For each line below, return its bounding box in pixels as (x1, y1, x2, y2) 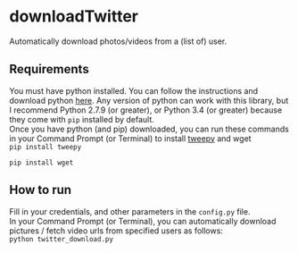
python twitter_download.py (9, 234, 114, 243)
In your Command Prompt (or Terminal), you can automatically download (9, 215, 277, 226)
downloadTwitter (9, 6, 138, 27)
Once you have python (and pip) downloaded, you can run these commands (9, 123, 290, 134)
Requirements (9, 62, 89, 77)
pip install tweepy (9, 142, 82, 151)
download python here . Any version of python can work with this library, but (9, 95, 289, 105)
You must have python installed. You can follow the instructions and (9, 85, 259, 96)
